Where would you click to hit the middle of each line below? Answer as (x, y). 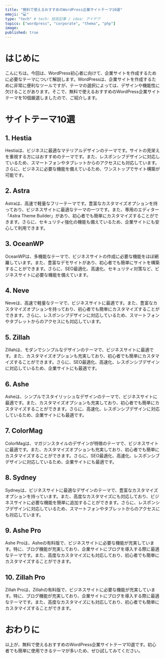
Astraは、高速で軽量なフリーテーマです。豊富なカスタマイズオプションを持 (81, 203)
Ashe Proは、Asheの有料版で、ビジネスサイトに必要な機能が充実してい (78, 543)
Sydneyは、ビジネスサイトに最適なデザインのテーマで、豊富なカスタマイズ (82, 490)
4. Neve (17, 291)
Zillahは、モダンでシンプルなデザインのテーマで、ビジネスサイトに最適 (77, 350)
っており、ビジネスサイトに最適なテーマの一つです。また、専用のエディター (82, 209)
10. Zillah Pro (25, 577)
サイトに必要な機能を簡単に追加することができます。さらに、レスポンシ (87, 502)
